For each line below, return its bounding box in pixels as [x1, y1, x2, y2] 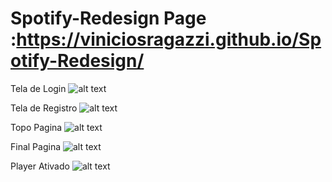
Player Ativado [10, 160, 70, 172]
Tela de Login [10, 82, 67, 94]
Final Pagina [10, 140, 62, 152]
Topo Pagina [10, 121, 63, 133]
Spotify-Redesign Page [10, 7, 207, 30]
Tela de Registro [10, 102, 78, 114]
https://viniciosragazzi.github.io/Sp [16, 28, 322, 51]
